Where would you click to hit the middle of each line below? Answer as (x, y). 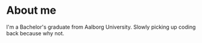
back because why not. (35, 33)
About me (31, 10)
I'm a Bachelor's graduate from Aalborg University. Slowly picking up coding (101, 27)
